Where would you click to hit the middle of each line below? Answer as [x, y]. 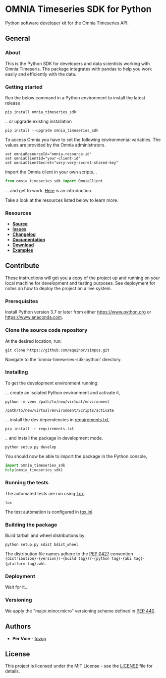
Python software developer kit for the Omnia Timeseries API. [67, 23]
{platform [15, 564]
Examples [23, 250]
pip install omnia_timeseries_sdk [41, 112]
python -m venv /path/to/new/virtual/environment [57, 402]
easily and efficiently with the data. [41, 74]
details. [13, 671]
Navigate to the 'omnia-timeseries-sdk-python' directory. [63, 359]
